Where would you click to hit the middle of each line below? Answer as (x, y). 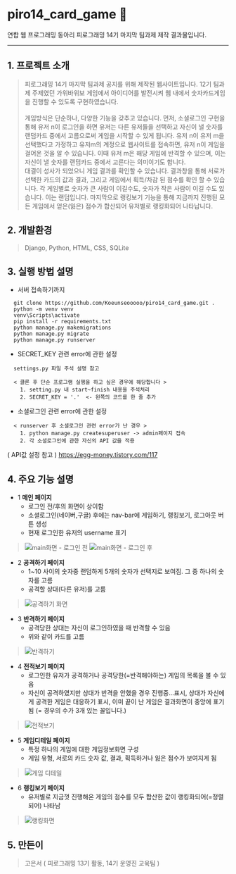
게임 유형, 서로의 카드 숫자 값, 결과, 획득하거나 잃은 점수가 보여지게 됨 (122, 758)
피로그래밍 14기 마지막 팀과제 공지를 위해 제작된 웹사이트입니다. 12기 (118, 84)
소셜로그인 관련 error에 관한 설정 (62, 411)
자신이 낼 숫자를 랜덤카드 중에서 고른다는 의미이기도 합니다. (105, 162)
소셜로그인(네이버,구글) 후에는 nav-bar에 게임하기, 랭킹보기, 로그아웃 (122, 515)
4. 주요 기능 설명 (40, 479)
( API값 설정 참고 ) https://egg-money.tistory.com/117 (83, 455)
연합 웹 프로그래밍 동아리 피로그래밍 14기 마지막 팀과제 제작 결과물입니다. (107, 35)
